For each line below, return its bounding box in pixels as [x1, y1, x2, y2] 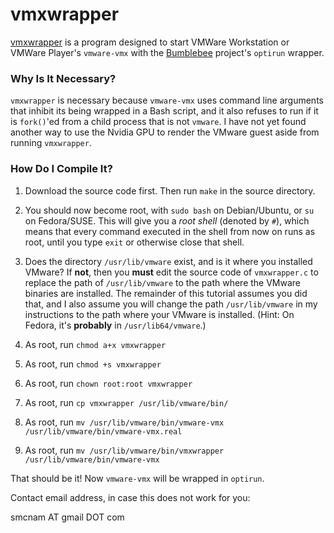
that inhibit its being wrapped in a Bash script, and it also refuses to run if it [10, 105, 319, 117]
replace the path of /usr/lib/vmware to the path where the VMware [24, 276, 302, 288]
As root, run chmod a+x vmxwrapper [24, 338, 167, 350]
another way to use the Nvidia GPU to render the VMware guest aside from [10, 126, 320, 138]
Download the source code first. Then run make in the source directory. [24, 184, 316, 197]
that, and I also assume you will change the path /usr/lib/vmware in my [24, 298, 318, 310]
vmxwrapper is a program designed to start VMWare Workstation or [10, 36, 290, 48]
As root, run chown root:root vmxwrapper [24, 377, 193, 389]
